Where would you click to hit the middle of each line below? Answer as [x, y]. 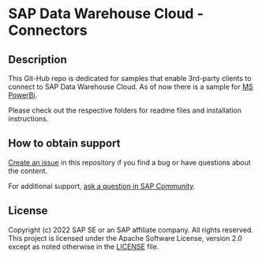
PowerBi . [23, 95]
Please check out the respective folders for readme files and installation [125, 110]
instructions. [28, 118]
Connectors [48, 30]
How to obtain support [64, 144]
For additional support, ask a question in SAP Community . [102, 186]
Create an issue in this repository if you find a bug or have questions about [129, 162]
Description [37, 59]
